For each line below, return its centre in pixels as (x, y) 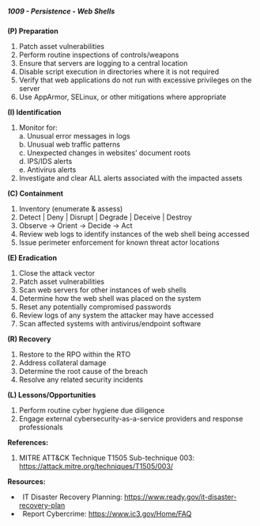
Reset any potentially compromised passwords (95, 307)
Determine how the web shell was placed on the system (110, 298)
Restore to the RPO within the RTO (75, 354)
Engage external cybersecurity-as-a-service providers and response (131, 418)
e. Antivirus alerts (47, 170)
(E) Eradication (32, 257)
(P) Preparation (33, 31)
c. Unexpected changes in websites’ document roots (105, 152)
